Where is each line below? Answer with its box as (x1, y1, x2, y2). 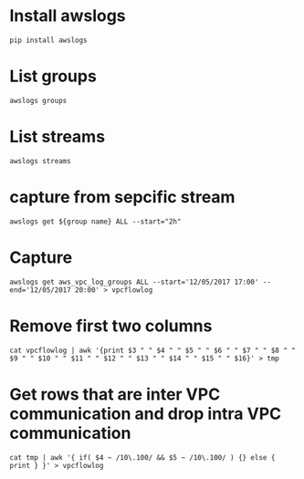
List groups (9, 66, 98, 87)
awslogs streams (9, 156, 71, 165)
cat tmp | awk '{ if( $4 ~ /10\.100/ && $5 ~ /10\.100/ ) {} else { (9, 453, 276, 462)
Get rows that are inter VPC (9, 384, 221, 404)
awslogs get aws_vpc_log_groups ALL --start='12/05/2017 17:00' (9, 277, 259, 286)
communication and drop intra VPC (9, 403, 282, 424)
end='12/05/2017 (9, 285, 71, 295)
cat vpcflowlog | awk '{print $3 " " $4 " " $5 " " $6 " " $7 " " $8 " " (9, 346, 297, 355)
